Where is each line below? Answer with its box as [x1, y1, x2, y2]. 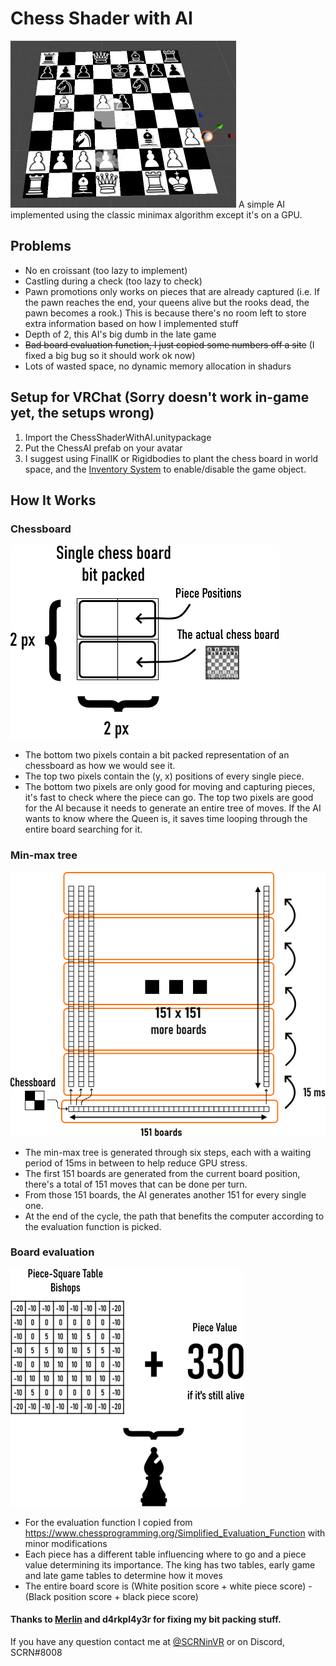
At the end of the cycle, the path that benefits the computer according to [24, 1210, 325, 1222]
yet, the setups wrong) [10, 405, 155, 422]
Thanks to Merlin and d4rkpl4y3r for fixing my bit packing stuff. [10, 1613, 282, 1626]
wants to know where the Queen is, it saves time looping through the [24, 813, 308, 825]
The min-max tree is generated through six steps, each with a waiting [24, 1146, 312, 1158]
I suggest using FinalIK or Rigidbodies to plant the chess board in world [24, 452, 319, 464]
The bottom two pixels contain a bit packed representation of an [24, 749, 290, 761]
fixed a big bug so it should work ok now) [24, 349, 196, 361]
